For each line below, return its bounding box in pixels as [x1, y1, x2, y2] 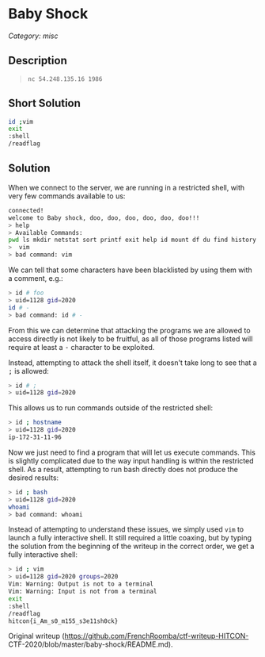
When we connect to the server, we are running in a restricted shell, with [8, 182, 245, 192]
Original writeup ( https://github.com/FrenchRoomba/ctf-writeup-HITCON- [8, 632, 249, 641]
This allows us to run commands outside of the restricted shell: [8, 403, 214, 413]
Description [8, 54, 67, 67]
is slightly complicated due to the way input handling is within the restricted [8, 455, 255, 465]
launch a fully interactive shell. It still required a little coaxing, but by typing [8, 533, 252, 543]
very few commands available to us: [8, 191, 126, 201]
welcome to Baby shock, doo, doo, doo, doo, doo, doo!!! [8, 213, 200, 222]
